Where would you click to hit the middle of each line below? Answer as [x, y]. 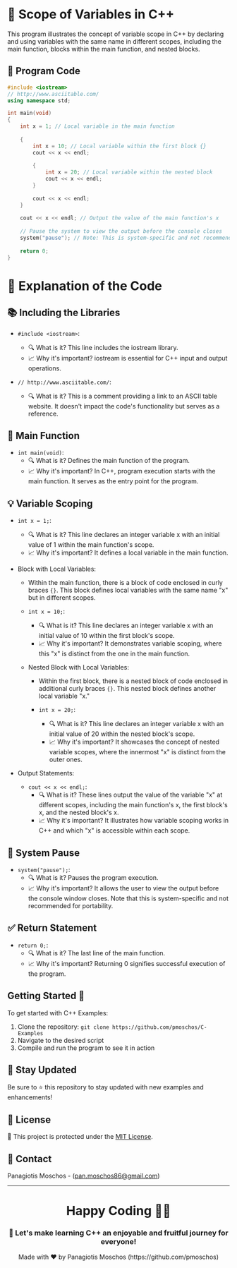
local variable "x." [64, 696]
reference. [43, 413]
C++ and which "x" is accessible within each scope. [114, 831]
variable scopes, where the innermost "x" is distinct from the [137, 752]
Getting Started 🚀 [46, 996]
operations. [44, 368]
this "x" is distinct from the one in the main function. [114, 654]
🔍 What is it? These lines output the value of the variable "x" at [130, 795]
